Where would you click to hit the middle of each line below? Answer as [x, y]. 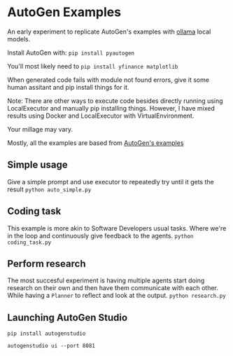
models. [19, 39]
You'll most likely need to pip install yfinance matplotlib [93, 66]
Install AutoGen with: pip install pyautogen [71, 53]
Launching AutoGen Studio [68, 317]
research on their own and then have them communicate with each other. [113, 288]
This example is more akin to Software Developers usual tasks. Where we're [117, 228]
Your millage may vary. [40, 129]
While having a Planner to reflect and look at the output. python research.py [116, 296]
